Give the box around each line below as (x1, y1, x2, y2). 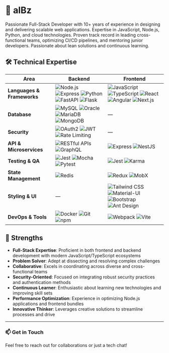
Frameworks (8, 93, 39, 100)
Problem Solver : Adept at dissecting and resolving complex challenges (12, 258, 160, 264)
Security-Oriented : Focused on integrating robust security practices (12, 274, 155, 280)
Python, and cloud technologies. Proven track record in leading (5, 32, 136, 38)
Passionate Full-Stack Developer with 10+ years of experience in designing (5, 21, 160, 27)
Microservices (8, 146, 43, 153)
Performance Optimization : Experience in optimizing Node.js (12, 295, 140, 301)
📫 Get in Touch (5, 329, 44, 336)
